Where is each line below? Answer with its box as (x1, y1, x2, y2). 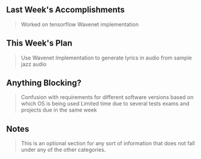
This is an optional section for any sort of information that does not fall (20, 140, 195, 147)
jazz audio (20, 60, 47, 68)
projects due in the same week (20, 106, 97, 113)
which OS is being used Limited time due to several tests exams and (20, 100, 190, 107)
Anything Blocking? (6, 78, 82, 88)
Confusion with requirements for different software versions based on (20, 94, 194, 101)
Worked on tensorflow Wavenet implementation (20, 20, 139, 28)
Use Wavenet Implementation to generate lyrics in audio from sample (20, 54, 192, 61)
